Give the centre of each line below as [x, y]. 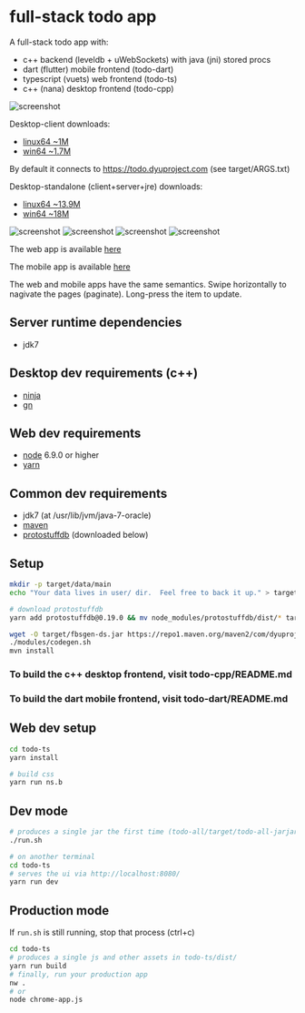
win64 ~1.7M [46, 151]
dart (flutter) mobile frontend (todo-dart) [98, 69]
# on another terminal [52, 856]
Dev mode [39, 810]
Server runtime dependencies [96, 323]
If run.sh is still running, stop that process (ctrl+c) [102, 932]
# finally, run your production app [79, 974]
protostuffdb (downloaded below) [85, 535]
